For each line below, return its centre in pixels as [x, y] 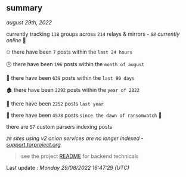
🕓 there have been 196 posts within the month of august [75, 64]
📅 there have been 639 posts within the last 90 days [70, 77]
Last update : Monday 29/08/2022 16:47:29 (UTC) [68, 167]
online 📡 [16, 40]
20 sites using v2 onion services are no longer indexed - [75, 138]
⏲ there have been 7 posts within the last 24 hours [69, 52]
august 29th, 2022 [29, 22]
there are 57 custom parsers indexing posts [59, 126]
